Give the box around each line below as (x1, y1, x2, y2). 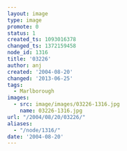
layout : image (7, 10, 49, 17)
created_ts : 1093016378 (7, 36, 77, 43)
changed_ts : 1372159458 (7, 42, 77, 49)
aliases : (7, 120, 33, 127)
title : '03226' (7, 56, 52, 63)
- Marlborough (13, 88, 54, 95)
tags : (7, 81, 23, 88)
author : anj (7, 62, 42, 69)
